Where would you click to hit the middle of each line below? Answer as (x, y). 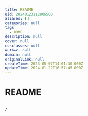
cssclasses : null (22, 46)
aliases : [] (17, 18)
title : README (19, 9)
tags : (10, 28)
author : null (18, 50)
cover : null (17, 41)
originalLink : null (25, 59)
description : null (23, 37)
